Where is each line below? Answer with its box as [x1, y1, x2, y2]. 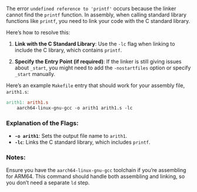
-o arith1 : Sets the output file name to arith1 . [14, 133, 128, 140]
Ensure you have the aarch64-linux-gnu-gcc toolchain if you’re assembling [6, 167, 186, 174]
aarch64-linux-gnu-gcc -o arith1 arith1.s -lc [16, 105, 133, 111]
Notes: [6, 153, 26, 161]
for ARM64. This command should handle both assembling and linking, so [6, 173, 185, 180]
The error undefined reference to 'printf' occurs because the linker [6, 5, 176, 12]
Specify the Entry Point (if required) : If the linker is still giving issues [14, 58, 182, 65]
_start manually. [14, 71, 56, 77]
